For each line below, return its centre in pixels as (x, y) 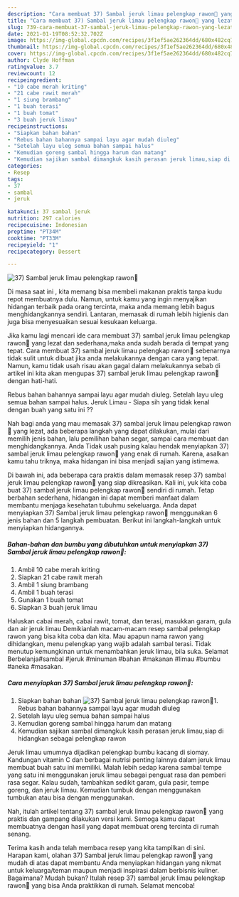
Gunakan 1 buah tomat (51, 600)
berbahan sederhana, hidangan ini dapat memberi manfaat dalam (103, 498)
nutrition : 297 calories (44, 219)
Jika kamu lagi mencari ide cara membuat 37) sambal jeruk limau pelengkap (119, 335)
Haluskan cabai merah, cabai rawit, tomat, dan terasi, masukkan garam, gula (119, 621)
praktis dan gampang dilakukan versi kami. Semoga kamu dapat (101, 819)
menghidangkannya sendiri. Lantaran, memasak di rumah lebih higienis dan (118, 314)
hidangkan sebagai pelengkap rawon (72, 738)
